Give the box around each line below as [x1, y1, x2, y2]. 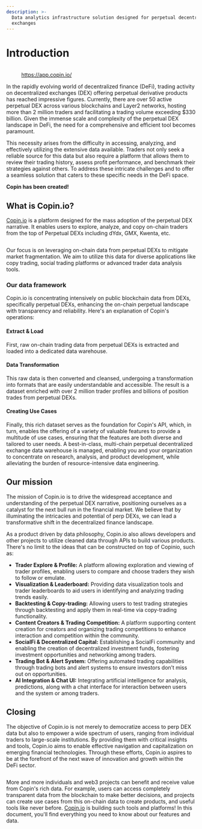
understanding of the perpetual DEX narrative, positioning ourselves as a [6, 499, 187, 507]
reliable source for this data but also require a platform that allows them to [6, 152, 189, 160]
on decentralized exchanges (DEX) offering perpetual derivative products [6, 89, 188, 97]
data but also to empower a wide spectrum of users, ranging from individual [6, 729, 194, 737]
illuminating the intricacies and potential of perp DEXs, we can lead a [6, 512, 177, 519]
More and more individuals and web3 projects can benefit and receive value [6, 778, 195, 786]
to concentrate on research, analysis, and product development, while [6, 453, 180, 460]
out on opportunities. [14, 670, 67, 678]
